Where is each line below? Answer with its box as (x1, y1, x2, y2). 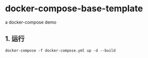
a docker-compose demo (5, 19, 57, 25)
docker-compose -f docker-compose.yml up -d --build (5, 48, 116, 53)
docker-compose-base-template (5, 3, 143, 14)
